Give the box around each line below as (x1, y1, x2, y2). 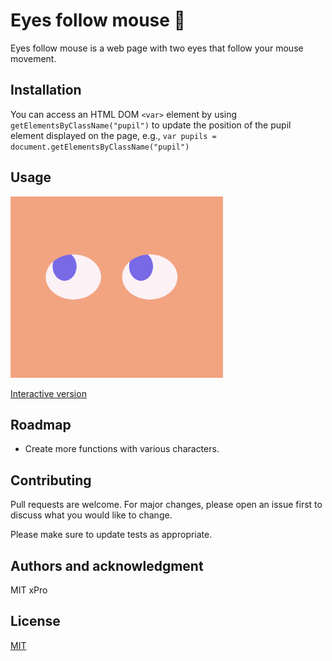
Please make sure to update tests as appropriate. (10, 529, 213, 541)
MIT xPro (10, 584, 48, 596)
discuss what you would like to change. (10, 509, 173, 521)
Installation (10, 82, 82, 99)
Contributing (10, 472, 92, 489)
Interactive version (10, 387, 87, 399)
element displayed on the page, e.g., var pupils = (10, 129, 217, 141)
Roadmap (10, 416, 72, 433)
